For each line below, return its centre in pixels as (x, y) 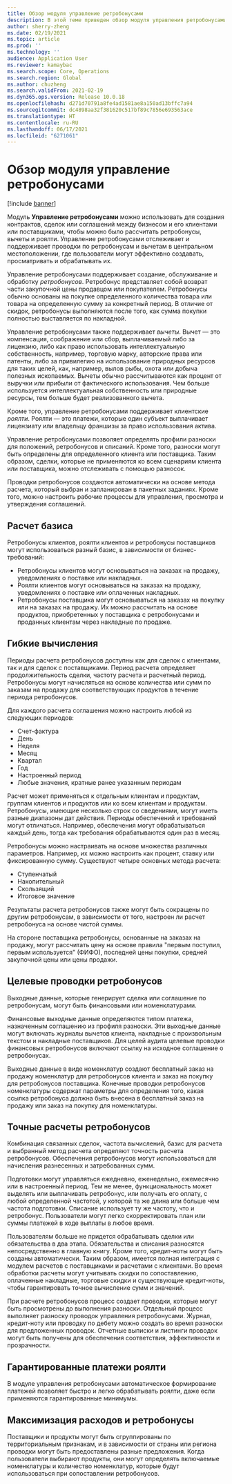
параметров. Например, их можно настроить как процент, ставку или (111, 853)
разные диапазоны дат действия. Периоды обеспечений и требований (112, 818)
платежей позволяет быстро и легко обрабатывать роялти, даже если (111, 1391)
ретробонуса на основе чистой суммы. (65, 924)
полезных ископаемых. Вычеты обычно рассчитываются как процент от (115, 376)
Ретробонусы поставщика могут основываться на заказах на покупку (121, 600)
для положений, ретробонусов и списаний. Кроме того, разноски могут (114, 447)
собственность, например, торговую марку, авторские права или (105, 354)
